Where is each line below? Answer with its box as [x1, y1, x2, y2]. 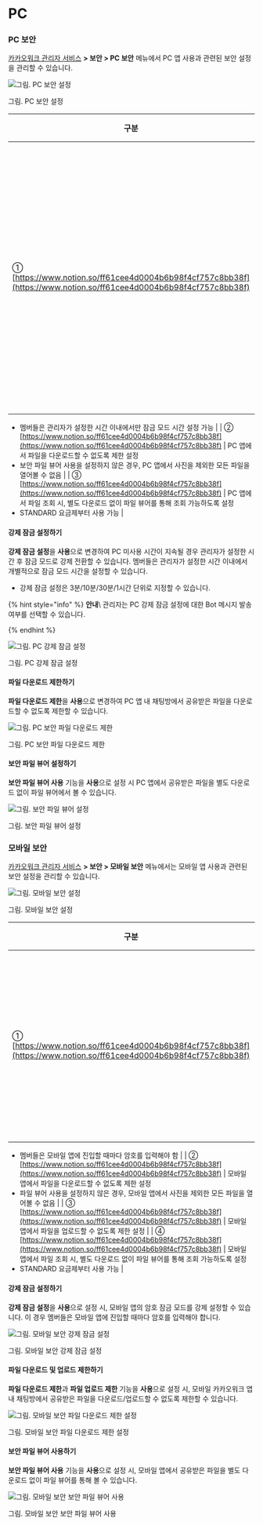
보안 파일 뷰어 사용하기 [8, 1447, 77, 1456]
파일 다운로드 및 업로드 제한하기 [8, 1365, 103, 1374]
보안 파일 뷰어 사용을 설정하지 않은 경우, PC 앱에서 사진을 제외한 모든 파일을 [19, 461, 250, 470]
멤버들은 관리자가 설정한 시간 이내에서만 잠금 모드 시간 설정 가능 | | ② [19, 423, 234, 432]
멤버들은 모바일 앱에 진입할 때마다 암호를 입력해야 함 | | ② [19, 1151, 199, 1160]
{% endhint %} [8, 625, 56, 634]
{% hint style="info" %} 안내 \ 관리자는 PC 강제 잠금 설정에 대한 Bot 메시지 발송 [8, 600, 252, 609]
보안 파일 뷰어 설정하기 [8, 759, 77, 768]
